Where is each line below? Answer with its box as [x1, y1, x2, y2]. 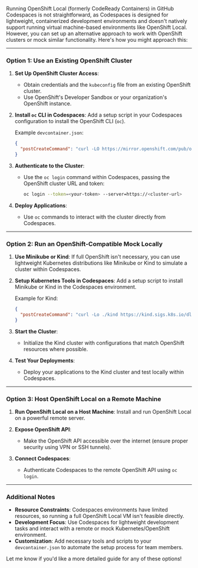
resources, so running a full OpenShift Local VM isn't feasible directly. [14, 513, 184, 520]
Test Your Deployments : [14, 356, 75, 364]
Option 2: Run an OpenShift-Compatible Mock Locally [6, 240, 163, 248]
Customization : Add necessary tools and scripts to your [14, 537, 151, 544]
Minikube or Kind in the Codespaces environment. [14, 283, 137, 290]
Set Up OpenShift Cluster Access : [14, 70, 99, 77]
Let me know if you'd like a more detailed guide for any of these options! [6, 555, 182, 562]
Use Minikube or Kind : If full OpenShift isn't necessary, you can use [14, 253, 180, 260]
